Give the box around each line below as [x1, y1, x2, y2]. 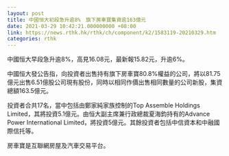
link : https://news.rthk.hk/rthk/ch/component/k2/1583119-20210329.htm [7, 29, 216, 36]
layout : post [7, 10, 45, 17]
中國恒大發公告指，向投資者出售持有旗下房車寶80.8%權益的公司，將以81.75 [7, 70, 221, 78]
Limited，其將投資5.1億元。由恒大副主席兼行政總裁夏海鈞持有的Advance [7, 110, 210, 118]
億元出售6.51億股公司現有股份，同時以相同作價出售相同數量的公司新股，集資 [7, 78, 223, 86]
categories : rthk [7, 36, 57, 42]
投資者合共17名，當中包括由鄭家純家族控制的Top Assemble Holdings [7, 101, 200, 109]
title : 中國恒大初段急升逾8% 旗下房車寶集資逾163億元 [7, 16, 146, 23]
